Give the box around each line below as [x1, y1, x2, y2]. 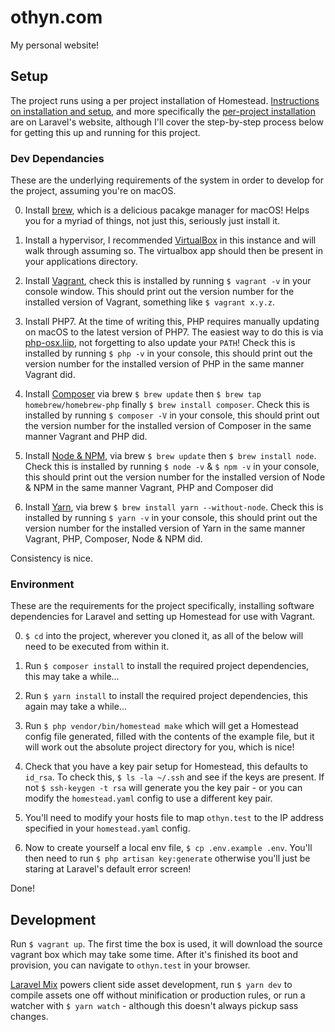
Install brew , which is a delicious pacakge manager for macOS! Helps [24, 204, 310, 216]
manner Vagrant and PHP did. [24, 431, 148, 443]
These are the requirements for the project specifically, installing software [10, 600, 315, 612]
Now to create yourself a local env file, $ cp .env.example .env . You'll [24, 842, 313, 854]
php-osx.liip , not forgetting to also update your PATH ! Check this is [24, 337, 296, 349]
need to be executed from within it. [24, 641, 170, 653]
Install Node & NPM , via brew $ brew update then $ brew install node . [24, 450, 317, 462]
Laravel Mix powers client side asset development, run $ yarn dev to [10, 979, 293, 991]
